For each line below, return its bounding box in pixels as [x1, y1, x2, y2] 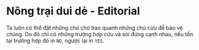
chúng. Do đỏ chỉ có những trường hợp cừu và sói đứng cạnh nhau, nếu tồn [6, 30, 194, 37]
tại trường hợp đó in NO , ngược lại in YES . [6, 37, 105, 44]
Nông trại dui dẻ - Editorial [6, 4, 141, 18]
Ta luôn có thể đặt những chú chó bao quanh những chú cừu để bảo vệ [6, 24, 183, 31]
